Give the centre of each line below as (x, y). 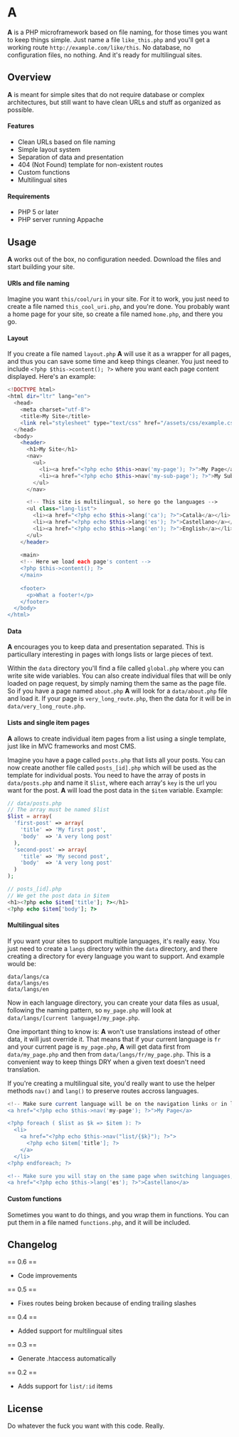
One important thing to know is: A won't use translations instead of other (114, 1031)
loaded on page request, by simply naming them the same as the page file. (117, 684)
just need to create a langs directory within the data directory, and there (113, 948)
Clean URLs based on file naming (67, 142)
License (25, 1409)
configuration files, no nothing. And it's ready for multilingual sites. (105, 55)
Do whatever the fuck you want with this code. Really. (86, 1426)
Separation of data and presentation (70, 157)
